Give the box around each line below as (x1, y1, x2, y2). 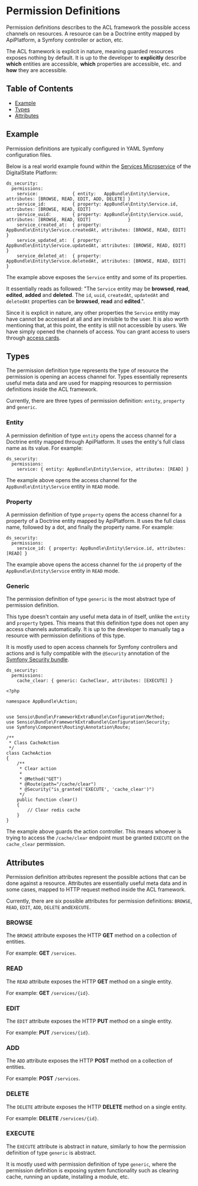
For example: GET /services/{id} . (6, 989, 90, 996)
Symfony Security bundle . (6, 656, 70, 663)
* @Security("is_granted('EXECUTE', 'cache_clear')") (19, 787, 155, 793)
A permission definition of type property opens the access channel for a (6, 510, 182, 518)
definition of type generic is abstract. (6, 1149, 96, 1156)
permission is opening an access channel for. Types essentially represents (6, 373, 188, 380)
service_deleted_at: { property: (17, 253, 102, 258)
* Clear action (19, 766, 57, 772)
